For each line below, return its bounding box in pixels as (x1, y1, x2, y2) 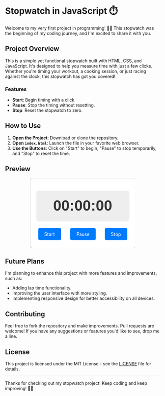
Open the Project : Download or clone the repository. (12, 135, 119, 141)
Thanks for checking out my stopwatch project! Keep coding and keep (5, 380, 147, 386)
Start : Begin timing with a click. (12, 97, 76, 103)
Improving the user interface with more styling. (12, 290, 107, 296)
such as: (5, 276, 23, 282)
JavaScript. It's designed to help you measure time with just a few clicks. (5, 63, 153, 69)
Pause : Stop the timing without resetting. (12, 102, 95, 108)
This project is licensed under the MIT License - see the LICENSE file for (5, 361, 151, 367)
